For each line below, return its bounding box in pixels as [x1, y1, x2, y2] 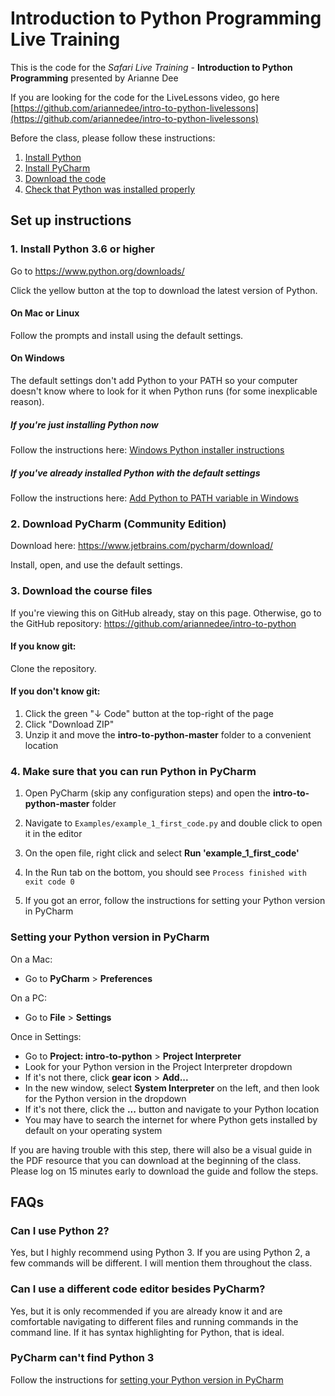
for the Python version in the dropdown [24, 1092, 187, 1104]
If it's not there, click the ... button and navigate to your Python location [24, 1103, 320, 1115]
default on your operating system [24, 1124, 163, 1136]
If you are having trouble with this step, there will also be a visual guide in [10, 1143, 313, 1156]
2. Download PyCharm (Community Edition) [10, 517, 227, 531]
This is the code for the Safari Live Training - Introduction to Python [10, 61, 293, 73]
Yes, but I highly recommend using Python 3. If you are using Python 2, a [10, 1247, 311, 1259]
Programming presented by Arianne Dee [10, 72, 179, 84]
